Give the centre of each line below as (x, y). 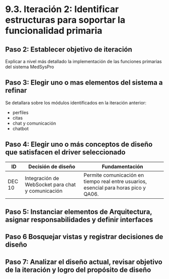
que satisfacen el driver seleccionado (65, 152)
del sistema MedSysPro (30, 67)
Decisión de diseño (52, 166)
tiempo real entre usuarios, (115, 181)
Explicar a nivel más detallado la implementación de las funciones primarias (83, 61)
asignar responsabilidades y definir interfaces (79, 220)
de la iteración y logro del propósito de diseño (78, 270)
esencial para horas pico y (115, 188)
